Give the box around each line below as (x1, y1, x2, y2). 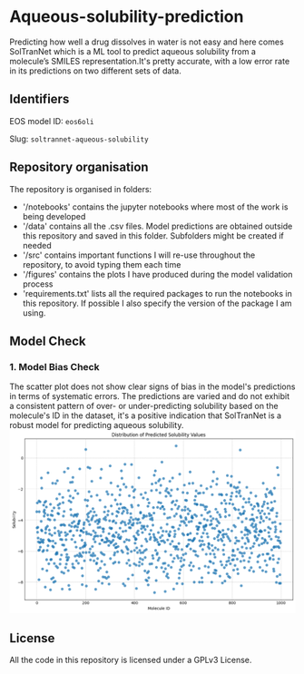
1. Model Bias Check (9, 360, 100, 373)
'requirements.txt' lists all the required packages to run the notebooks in (22, 288, 293, 298)
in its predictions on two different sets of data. (9, 65, 181, 76)
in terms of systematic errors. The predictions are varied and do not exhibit (9, 391, 290, 402)
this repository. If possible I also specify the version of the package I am (22, 298, 292, 308)
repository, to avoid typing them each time (22, 259, 181, 269)
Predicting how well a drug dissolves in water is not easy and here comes (9, 36, 284, 47)
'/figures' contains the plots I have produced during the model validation (22, 269, 293, 279)
